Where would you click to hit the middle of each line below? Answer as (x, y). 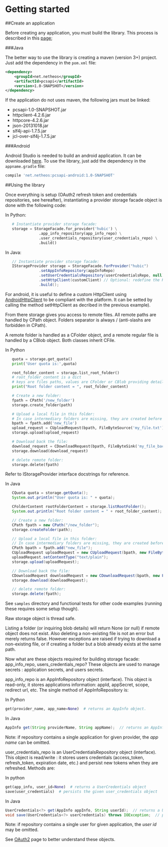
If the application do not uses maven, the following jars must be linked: (78, 100)
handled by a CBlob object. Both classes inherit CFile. (60, 340)
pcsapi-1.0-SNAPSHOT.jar (39, 110)
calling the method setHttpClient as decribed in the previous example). (78, 305)
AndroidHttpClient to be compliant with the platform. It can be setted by (79, 299)
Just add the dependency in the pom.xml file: (51, 62)
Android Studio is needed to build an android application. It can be (73, 155)
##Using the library (25, 185)
